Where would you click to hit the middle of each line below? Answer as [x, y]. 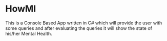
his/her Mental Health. [29, 33]
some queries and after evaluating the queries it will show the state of [79, 28]
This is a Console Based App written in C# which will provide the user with [84, 23]
